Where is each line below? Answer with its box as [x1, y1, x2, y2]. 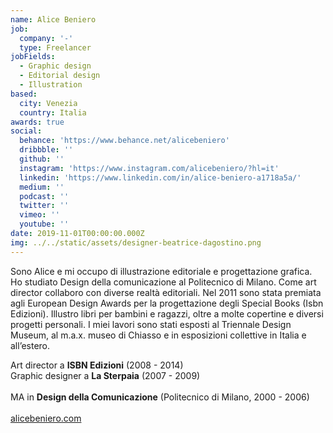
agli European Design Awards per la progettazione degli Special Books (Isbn [10, 297, 324, 309]
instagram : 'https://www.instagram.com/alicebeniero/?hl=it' [19, 163, 280, 173]
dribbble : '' [19, 145, 74, 155]
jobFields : [10, 52, 56, 62]
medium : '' [19, 182, 65, 192]
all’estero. [10, 339, 51, 351]
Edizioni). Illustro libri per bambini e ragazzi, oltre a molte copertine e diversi [10, 307, 324, 320]
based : [10, 89, 38, 99]
